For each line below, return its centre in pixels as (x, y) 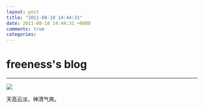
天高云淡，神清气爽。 (33, 99)
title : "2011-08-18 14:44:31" (45, 18)
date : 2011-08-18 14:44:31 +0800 (49, 23)
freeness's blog (47, 65)
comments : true (25, 29)
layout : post (23, 12)
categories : (21, 35)
